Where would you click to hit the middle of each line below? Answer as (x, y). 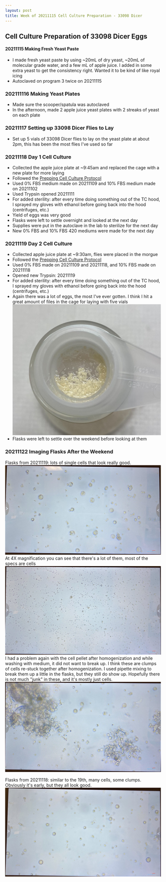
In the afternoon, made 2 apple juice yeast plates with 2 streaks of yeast (86, 110)
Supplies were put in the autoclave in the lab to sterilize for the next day (85, 225)
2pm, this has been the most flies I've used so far (62, 144)
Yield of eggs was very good (41, 215)
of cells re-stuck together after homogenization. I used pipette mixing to (78, 669)
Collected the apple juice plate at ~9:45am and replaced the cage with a (86, 167)
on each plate (26, 115)
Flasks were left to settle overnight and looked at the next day (75, 220)
